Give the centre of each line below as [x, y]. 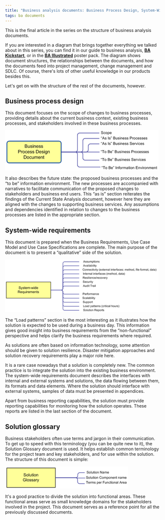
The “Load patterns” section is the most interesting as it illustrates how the [81, 320]
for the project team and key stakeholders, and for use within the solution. [80, 454]
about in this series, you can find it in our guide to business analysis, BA [78, 50]
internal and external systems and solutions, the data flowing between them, [82, 381]
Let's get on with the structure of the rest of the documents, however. [75, 85]
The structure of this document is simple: [47, 459]
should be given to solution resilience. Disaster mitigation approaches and [80, 351]
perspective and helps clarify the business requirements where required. [79, 336]
